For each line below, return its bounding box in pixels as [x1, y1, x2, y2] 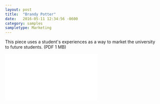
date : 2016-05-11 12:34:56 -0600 [5, 16, 78, 21]
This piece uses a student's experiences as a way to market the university [5, 39, 156, 45]
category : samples [5, 21, 43, 26]
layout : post [5, 7, 32, 12]
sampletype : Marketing [5, 26, 52, 30]
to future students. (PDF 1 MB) [5, 44, 66, 50]
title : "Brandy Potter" [5, 12, 56, 17]
